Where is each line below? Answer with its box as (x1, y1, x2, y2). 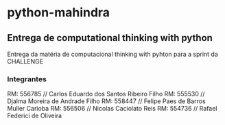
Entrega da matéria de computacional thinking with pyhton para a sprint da (7, 50, 218, 58)
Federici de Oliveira (7, 111, 62, 120)
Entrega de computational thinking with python (7, 32, 213, 44)
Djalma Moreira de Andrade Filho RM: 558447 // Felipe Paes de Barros (7, 97, 206, 105)
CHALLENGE (7, 57, 43, 66)
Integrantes (7, 74, 47, 83)
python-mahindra (7, 5, 110, 20)
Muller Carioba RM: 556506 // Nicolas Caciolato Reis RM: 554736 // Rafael (7, 105, 217, 113)
